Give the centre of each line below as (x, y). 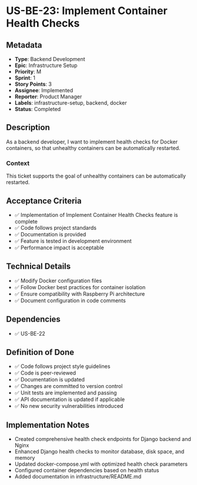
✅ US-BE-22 (30, 333)
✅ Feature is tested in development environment (73, 241)
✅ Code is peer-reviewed (45, 373)
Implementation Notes (48, 425)
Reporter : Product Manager (48, 96)
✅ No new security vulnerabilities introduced (69, 406)
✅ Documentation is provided (50, 234)
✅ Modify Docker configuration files (58, 280)
